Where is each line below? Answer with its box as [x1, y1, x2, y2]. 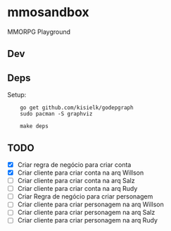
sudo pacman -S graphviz [20, 111, 93, 118]
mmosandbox [7, 4, 89, 20]
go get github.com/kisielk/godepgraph [20, 104, 134, 111]
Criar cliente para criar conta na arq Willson [17, 168, 144, 177]
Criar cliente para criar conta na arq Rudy [17, 185, 138, 193]
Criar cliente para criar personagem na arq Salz [17, 208, 156, 217]
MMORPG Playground [7, 27, 71, 36]
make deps [20, 123, 49, 130]
